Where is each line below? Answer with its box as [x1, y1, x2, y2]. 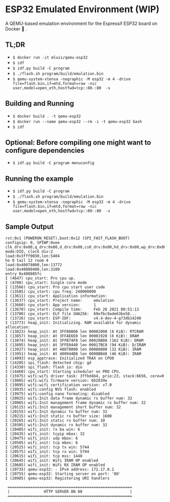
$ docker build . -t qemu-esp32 [12, 113, 81, 119]
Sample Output [5, 222, 54, 231]
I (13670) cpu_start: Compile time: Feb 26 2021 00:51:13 [5, 307, 139, 312]
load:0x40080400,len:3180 [5, 267, 60, 272]
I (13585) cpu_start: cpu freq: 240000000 [5, 289, 96, 294]
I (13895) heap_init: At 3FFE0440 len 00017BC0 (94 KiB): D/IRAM [5, 342, 146, 348]
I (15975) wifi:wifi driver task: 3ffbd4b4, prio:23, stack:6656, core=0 [5, 373, 164, 379]
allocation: [5, 325, 30, 330]
